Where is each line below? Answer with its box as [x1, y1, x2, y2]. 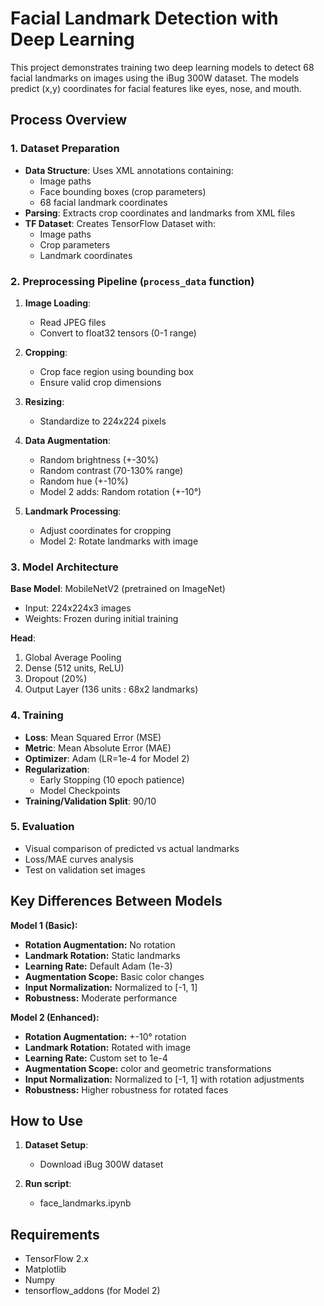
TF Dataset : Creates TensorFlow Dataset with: [24, 217, 216, 229]
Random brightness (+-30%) [39, 453, 159, 466]
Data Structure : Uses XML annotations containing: [24, 164, 234, 176]
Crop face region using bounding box [39, 365, 194, 377]
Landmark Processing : [24, 505, 122, 517]
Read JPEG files [39, 316, 107, 328]
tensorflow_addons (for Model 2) [24, 1285, 161, 1297]
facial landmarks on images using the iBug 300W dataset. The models [10, 72, 300, 84]
